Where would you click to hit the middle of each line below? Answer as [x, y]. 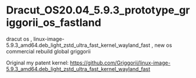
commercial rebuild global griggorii [49, 51]
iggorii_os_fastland [54, 23]
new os [163, 45]
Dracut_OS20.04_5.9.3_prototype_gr [98, 10]
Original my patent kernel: [37, 63]
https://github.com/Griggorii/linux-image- [120, 63]
